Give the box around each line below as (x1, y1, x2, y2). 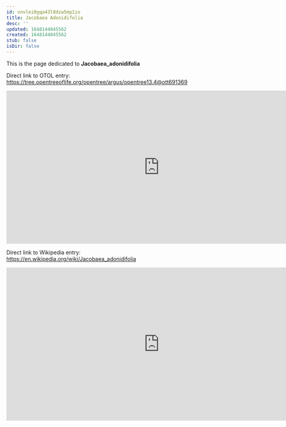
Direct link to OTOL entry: (6, 72, 70, 79)
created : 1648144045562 (6, 32, 67, 38)
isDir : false (6, 43, 40, 50)
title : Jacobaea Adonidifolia (6, 15, 84, 21)
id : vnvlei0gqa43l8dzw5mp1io (6, 9, 81, 15)
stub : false (6, 37, 37, 43)
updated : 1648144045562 (6, 26, 67, 32)
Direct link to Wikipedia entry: (6, 249, 81, 256)
